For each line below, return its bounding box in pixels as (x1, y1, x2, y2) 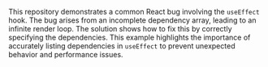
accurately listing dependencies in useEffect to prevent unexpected (8, 41, 236, 51)
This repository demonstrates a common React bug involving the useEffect (8, 7, 260, 16)
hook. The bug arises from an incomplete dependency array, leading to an (8, 15, 257, 25)
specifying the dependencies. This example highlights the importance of (8, 32, 251, 42)
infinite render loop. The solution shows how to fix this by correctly (8, 24, 233, 33)
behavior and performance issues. (8, 50, 123, 59)
